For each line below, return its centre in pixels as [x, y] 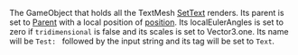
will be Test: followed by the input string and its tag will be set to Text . [142, 41]
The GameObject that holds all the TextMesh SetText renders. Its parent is [147, 13]
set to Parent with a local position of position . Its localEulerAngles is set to [147, 22]
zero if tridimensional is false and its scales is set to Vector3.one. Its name [149, 31]
